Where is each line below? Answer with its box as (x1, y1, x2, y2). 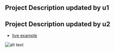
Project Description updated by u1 (5, 4, 109, 12)
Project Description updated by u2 (5, 20, 111, 28)
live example (12, 33, 38, 39)
